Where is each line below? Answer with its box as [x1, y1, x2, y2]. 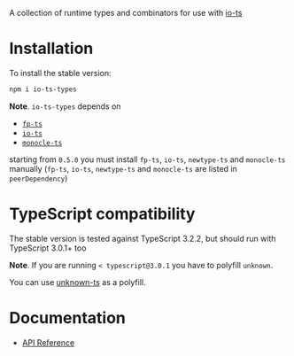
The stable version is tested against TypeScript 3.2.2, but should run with [9, 233, 276, 244]
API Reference [21, 337, 75, 348]
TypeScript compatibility [9, 204, 196, 224]
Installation [9, 39, 94, 58]
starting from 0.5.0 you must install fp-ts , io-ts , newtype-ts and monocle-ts [9, 154, 286, 165]
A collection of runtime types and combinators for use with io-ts [9, 8, 243, 18]
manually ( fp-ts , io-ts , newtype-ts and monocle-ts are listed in [9, 163, 237, 174]
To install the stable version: [9, 67, 112, 78]
